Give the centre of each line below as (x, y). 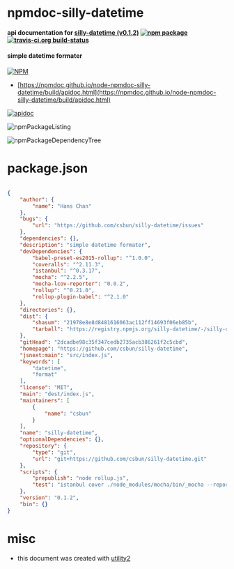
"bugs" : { (34, 219)
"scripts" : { (39, 472)
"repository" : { (44, 446)
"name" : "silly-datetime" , (59, 433)
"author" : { (37, 199)
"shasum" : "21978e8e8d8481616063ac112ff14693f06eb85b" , (115, 323)
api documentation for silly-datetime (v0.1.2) (73, 32)
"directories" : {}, (48, 310)
